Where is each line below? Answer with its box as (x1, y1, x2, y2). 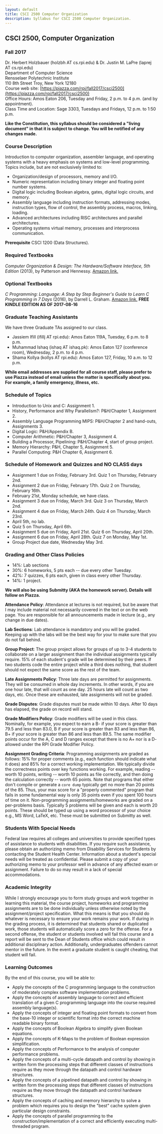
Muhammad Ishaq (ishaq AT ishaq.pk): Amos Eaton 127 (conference (12, 344, 148, 350)
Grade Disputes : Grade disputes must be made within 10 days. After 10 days (5, 701, 158, 707)
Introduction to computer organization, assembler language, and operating (5, 154, 154, 160)
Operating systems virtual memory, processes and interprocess (12, 225, 140, 231)
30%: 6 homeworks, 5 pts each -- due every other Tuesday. (12, 567, 132, 573)
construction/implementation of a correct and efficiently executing (12, 1118, 145, 1124)
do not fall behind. (5, 637, 41, 643)
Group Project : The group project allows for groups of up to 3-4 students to (5, 646, 157, 652)
